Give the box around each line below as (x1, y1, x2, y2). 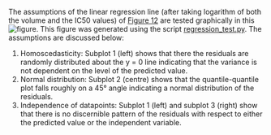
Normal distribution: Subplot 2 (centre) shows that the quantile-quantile (19, 75, 260, 84)
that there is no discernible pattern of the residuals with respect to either (19, 109, 263, 119)
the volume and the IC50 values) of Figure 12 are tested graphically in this (8, 15, 255, 25)
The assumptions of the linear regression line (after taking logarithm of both (8, 7, 262, 16)
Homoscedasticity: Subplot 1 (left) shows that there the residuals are (19, 49, 249, 58)
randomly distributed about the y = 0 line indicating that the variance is (19, 57, 257, 67)
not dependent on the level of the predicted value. (19, 66, 188, 76)
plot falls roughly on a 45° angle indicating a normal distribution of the (19, 83, 255, 93)
